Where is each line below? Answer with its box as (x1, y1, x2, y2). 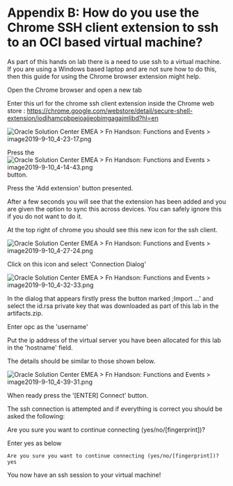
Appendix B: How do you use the (7, 5, 200, 21)
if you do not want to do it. (7, 212, 83, 220)
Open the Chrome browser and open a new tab (7, 86, 143, 94)
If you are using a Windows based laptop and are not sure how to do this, (7, 65, 217, 73)
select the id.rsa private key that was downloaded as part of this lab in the (7, 301, 219, 310)
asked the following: (7, 412, 65, 420)
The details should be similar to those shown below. (7, 357, 156, 365)
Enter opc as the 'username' (7, 322, 88, 331)
